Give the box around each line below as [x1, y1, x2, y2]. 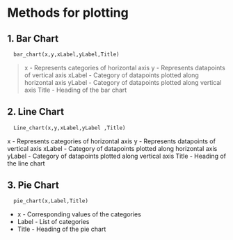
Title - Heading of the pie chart [17, 225, 106, 234]
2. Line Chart [7, 106, 65, 118]
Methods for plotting [7, 5, 129, 21]
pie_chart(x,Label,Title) [13, 198, 89, 205]
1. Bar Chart [7, 33, 59, 45]
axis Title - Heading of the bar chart [24, 86, 127, 94]
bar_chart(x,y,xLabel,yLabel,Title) [13, 51, 120, 58]
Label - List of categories [17, 218, 90, 226]
